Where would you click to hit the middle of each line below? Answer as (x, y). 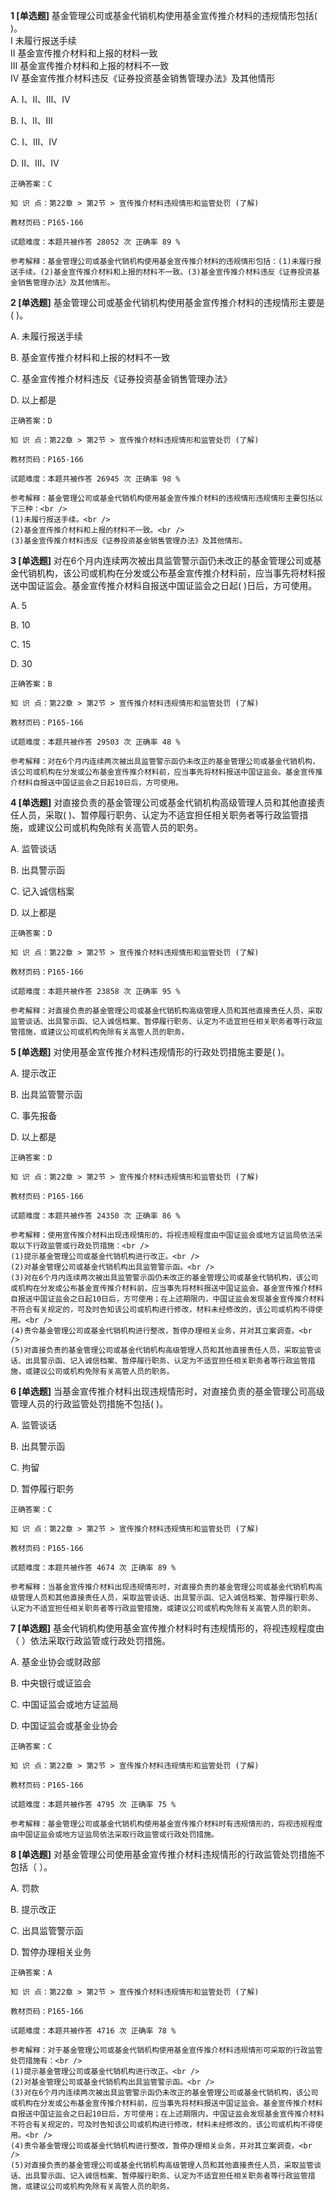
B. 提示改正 (33, 1909)
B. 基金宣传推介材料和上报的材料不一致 (90, 357)
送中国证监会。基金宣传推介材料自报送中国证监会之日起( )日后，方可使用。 (164, 585)
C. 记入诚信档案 (42, 891)
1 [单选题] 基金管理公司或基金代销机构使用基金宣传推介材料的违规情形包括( (164, 15)
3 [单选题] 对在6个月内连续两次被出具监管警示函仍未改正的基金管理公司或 (161, 560)
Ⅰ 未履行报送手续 (43, 40)
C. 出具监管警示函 (47, 1930)
